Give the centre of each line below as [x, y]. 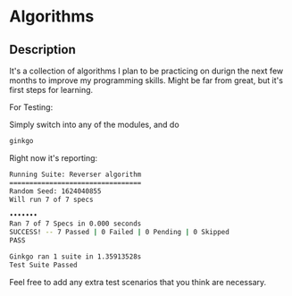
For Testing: [31, 107]
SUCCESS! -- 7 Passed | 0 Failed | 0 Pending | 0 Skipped [119, 233]
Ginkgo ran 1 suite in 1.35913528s [75, 257]
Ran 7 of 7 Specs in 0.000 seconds [75, 224]
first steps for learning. [51, 90]
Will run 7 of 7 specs [51, 199]
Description [42, 50]
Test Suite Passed [43, 265]
